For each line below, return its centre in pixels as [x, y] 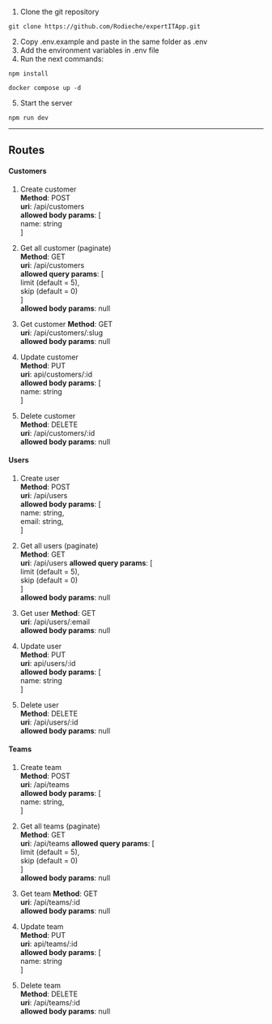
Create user [40, 478]
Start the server [46, 103]
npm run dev [28, 118]
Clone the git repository [59, 12]
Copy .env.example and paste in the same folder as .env [114, 41]
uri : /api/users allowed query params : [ [86, 562]
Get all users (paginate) [59, 545]
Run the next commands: [62, 59]
